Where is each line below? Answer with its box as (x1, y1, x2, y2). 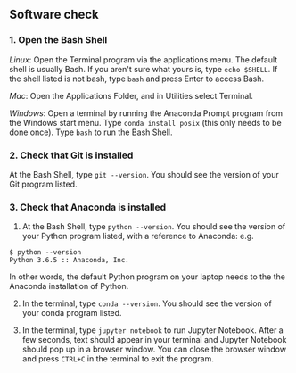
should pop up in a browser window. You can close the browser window (21, 344, 287, 355)
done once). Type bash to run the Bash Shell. (9, 127, 173, 137)
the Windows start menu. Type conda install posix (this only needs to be (9, 117, 283, 128)
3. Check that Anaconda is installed (9, 201, 167, 213)
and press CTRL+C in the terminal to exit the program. (21, 353, 214, 364)
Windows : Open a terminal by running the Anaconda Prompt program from (9, 107, 284, 119)
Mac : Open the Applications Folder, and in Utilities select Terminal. (9, 90, 254, 101)
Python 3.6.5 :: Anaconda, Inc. (9, 256, 129, 265)
